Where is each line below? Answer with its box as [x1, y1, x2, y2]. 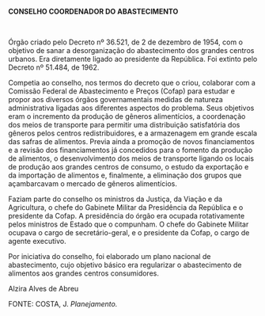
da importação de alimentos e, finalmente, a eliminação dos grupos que [8, 170, 242, 180]
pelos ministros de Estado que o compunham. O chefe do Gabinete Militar [8, 219, 249, 229]
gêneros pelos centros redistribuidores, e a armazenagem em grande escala [8, 128, 258, 138]
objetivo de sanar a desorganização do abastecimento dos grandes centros [8, 46, 255, 55]
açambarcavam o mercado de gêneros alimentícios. [8, 179, 178, 188]
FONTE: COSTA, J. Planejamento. [8, 299, 118, 308]
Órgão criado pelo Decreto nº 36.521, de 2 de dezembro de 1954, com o [8, 37, 244, 47]
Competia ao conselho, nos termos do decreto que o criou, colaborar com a [8, 78, 256, 87]
